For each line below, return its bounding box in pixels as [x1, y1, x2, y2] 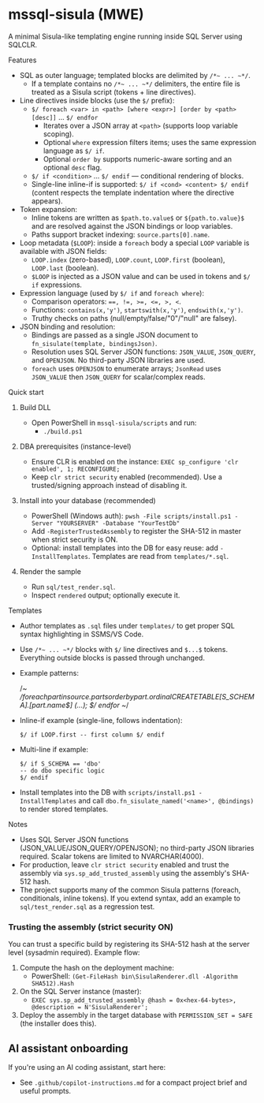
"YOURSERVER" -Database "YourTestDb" [56, 519, 180, 527]
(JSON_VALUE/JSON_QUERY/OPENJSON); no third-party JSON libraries [19, 843, 255, 852]
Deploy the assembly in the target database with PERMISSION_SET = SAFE [19, 1011, 254, 1020]
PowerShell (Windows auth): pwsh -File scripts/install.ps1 [31, 511, 232, 520]
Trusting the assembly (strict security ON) [8, 921, 173, 932]
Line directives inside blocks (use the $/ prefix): [19, 95, 175, 105]
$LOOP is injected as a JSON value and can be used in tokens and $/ [31, 271, 251, 281]
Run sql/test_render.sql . [31, 582, 116, 591]
